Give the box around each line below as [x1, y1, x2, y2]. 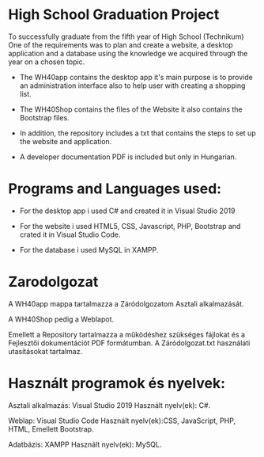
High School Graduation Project [8, 6, 220, 24]
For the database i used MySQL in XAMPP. [19, 245, 159, 254]
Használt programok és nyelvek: [8, 375, 225, 392]
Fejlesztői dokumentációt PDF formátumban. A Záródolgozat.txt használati [8, 338, 251, 348]
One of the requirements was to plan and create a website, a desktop [8, 40, 233, 49]
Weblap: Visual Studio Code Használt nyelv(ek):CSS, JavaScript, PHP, [8, 416, 236, 425]
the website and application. [19, 136, 112, 146]
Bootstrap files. [19, 112, 70, 122]
